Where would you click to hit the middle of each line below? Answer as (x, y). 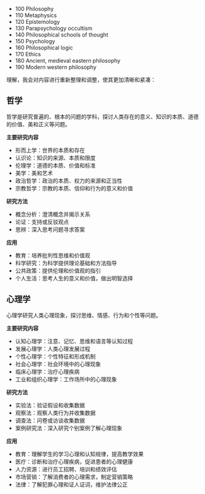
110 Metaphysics (36, 15)
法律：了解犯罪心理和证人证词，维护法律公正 (71, 484)
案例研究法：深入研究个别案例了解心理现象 (69, 428)
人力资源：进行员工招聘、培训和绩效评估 (66, 469)
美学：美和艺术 (34, 173)
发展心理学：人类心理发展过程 (52, 349)
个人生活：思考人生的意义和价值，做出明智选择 (74, 278)
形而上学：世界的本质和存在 (50, 150)
